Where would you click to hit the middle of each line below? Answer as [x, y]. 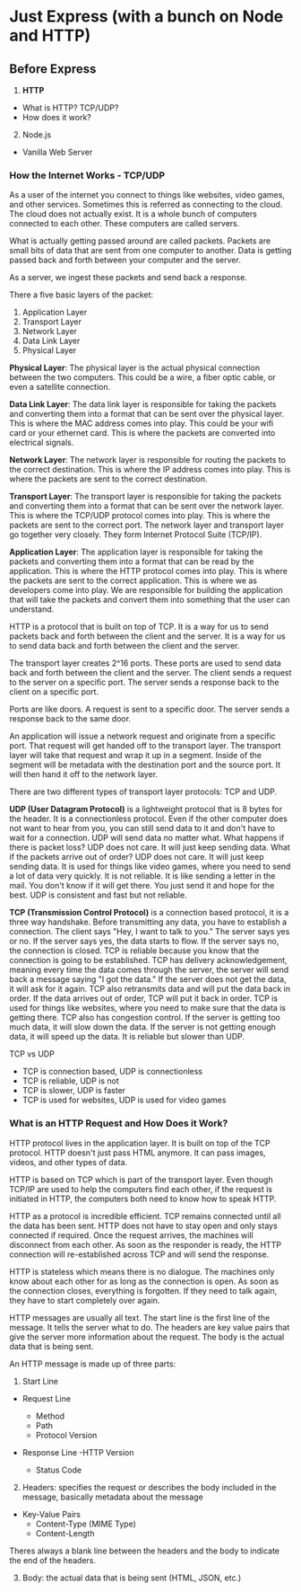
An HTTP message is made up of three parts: [93, 1364]
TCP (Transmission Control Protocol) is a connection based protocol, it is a [149, 913]
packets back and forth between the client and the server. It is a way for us [147, 636]
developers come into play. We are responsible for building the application [146, 590]
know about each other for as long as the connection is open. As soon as [144, 1281]
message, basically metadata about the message [112, 1497]
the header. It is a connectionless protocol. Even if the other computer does [149, 818]
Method [50, 1416]
